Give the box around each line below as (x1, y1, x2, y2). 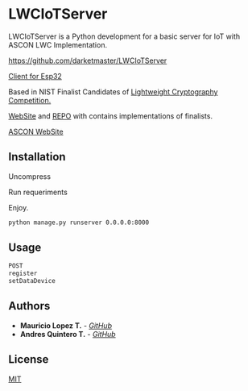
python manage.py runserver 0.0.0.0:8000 (8, 218, 150, 227)
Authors (8, 299, 51, 313)
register (8, 269, 38, 278)
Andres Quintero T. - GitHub (19, 329, 116, 339)
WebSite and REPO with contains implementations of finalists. (8, 110, 213, 121)
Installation (8, 150, 66, 164)
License (8, 352, 49, 367)
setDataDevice (8, 277, 56, 285)
